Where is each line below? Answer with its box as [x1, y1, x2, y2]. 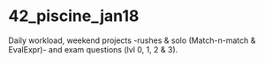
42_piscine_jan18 [8, 6, 140, 26]
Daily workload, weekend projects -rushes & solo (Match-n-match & [8, 35, 256, 45]
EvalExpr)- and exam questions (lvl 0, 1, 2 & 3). [8, 44, 178, 54]
